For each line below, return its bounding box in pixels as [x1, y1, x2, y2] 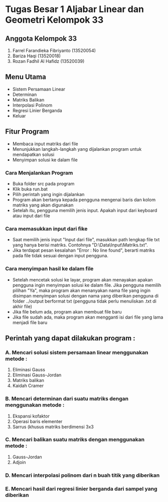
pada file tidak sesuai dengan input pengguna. [12, 253, 109, 259]
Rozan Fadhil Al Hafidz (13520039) [12, 58, 85, 64]
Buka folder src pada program [12, 180, 75, 186]
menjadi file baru [12, 319, 48, 325]
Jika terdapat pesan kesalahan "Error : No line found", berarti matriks [12, 247, 155, 253]
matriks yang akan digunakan [12, 202, 74, 208]
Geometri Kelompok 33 [5, 14, 104, 26]
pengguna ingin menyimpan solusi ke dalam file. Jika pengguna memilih [12, 282, 161, 288]
